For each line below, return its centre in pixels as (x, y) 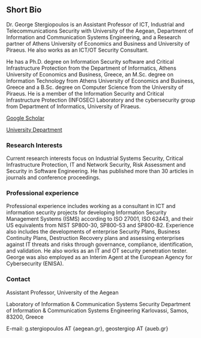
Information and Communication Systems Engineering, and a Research (94, 37)
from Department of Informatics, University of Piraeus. (73, 106)
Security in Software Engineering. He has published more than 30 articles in (100, 171)
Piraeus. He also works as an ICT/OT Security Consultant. (77, 50)
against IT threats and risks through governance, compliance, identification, (100, 244)
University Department (34, 129)
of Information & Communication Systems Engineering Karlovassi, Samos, (97, 310)
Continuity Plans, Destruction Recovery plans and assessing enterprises (95, 238)
